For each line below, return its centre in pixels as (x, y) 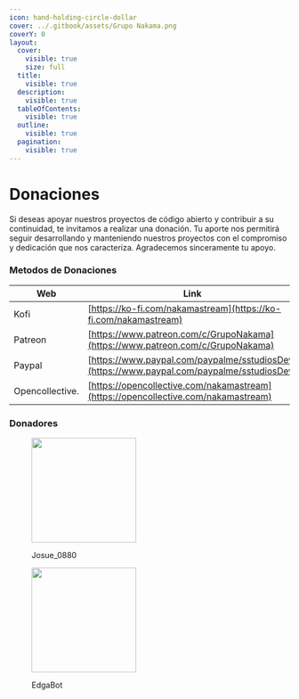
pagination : (40, 142)
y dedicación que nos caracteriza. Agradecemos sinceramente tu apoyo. (142, 247)
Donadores (34, 423)
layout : (24, 42)
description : (41, 92)
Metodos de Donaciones (63, 270)
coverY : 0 (28, 34)
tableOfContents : (49, 109)
